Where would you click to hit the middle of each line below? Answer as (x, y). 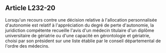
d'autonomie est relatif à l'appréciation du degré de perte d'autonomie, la (80, 25)
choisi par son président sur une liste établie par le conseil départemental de (83, 41)
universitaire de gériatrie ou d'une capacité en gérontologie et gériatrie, (78, 35)
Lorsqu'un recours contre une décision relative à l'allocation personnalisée (81, 20)
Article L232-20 (30, 8)
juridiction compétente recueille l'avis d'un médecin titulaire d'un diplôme (80, 30)
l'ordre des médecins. (27, 46)
